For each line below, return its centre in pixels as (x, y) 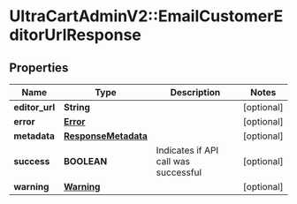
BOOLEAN (85, 161)
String (76, 107)
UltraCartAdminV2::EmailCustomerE (146, 16)
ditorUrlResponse (75, 35)
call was (173, 161)
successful (179, 172)
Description (195, 92)
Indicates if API (187, 150)
